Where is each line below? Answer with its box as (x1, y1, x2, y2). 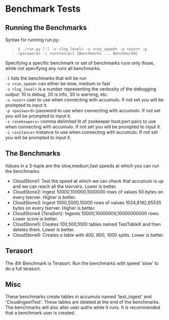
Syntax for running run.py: (5, 37, 60, 43)
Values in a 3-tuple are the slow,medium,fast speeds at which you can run (5, 163, 159, 169)
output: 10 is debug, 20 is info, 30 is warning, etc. (5, 91, 108, 97)
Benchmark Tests (5, 3, 81, 15)
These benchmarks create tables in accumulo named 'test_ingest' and (5, 294, 152, 300)
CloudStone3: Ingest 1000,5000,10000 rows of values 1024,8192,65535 (12, 199, 162, 206)
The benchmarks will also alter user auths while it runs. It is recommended (5, 304, 160, 310)
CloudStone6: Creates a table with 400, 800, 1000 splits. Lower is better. (12, 232, 164, 238)
